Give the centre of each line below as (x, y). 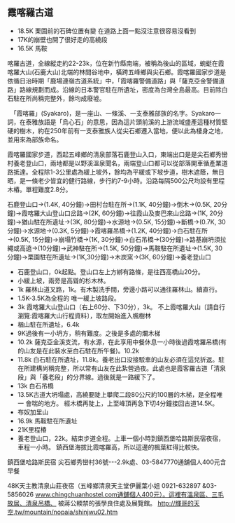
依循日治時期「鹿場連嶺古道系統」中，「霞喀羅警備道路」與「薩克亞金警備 (113, 81)
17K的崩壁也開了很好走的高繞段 (62, 39)
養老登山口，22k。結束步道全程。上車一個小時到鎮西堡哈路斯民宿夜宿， (121, 438)
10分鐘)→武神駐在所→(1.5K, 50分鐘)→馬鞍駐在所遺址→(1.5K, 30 (131, 248)
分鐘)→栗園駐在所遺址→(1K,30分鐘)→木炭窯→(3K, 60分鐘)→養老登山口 (109, 257)
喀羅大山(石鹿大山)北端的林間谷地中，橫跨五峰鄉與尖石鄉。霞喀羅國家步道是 (117, 72)
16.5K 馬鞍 (32, 48)
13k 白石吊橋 (35, 386)
